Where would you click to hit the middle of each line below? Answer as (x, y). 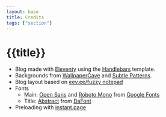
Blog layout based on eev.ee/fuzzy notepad (69, 82)
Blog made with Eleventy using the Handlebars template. (85, 69)
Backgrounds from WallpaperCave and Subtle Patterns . (83, 76)
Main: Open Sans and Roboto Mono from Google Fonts (92, 95)
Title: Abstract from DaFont (57, 101)
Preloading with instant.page (50, 107)
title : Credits (25, 17)
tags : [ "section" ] (29, 23)
